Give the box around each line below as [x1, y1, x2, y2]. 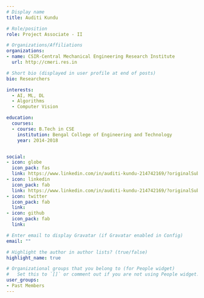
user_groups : [6, 277, 39, 283]
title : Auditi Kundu [6, 15, 59, 21]
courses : [12, 120, 34, 126]
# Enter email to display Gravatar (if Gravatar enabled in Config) [6, 232, 183, 238]
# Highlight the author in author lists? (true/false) [6, 249, 148, 255]
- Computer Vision [12, 104, 59, 110]
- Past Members [6, 283, 45, 289]
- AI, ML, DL [12, 92, 45, 99]
